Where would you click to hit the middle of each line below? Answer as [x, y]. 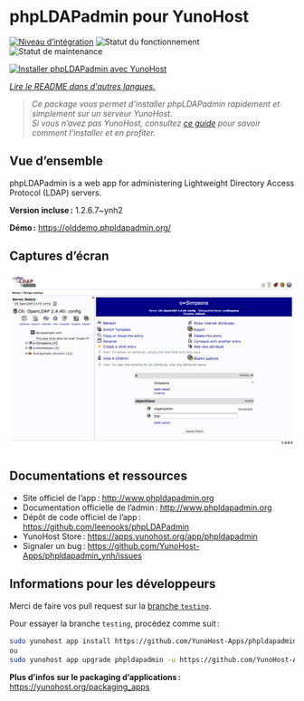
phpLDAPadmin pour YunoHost [129, 17]
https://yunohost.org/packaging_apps [80, 687]
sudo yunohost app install [60, 641]
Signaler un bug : [54, 545]
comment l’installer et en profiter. [93, 132]
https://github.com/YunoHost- [143, 545]
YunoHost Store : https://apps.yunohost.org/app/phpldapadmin [140, 536]
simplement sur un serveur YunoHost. [102, 113]
